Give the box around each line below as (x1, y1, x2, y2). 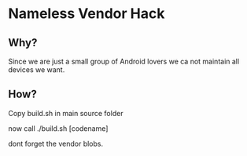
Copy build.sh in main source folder (8, 108, 124, 118)
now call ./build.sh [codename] (8, 123, 109, 133)
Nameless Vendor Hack (8, 5, 165, 23)
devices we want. (8, 65, 65, 74)
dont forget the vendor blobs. (8, 139, 104, 148)
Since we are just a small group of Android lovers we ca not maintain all (8, 56, 240, 66)
